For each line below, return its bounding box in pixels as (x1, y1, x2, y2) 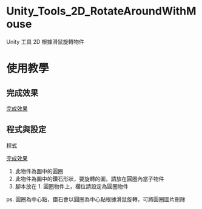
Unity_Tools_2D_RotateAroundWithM (6, 4, 197, 18)
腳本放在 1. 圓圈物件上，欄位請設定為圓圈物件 (15, 182, 129, 190)
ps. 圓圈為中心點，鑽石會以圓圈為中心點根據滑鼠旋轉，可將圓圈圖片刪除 (6, 196, 186, 203)
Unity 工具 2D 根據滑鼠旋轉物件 (6, 38, 85, 45)
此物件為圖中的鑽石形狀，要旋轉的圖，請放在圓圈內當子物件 (15, 175, 164, 182)
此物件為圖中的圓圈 (15, 167, 64, 174)
